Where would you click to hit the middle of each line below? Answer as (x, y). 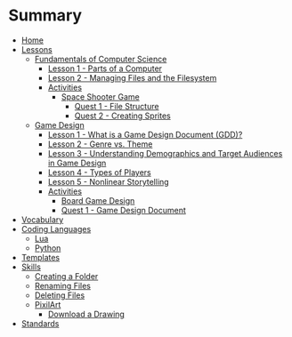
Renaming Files (62, 285)
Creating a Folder (66, 276)
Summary (45, 16)
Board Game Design (98, 200)
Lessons (36, 49)
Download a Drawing (86, 314)
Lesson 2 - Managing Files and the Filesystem (132, 77)
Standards (40, 323)
